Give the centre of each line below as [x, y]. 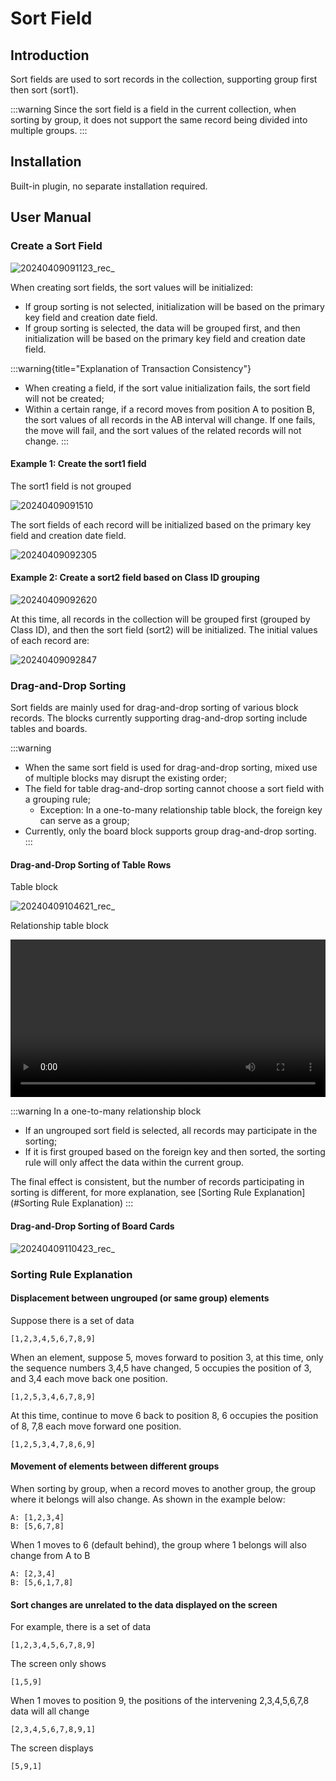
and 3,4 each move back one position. [89, 1378]
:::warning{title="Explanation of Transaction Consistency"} [131, 368]
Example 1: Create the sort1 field [78, 464]
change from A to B [50, 1555]
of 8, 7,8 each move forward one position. [96, 1426]
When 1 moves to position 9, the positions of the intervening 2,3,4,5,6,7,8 [160, 1701]
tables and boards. [49, 729]
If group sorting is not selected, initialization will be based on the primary [174, 306]
